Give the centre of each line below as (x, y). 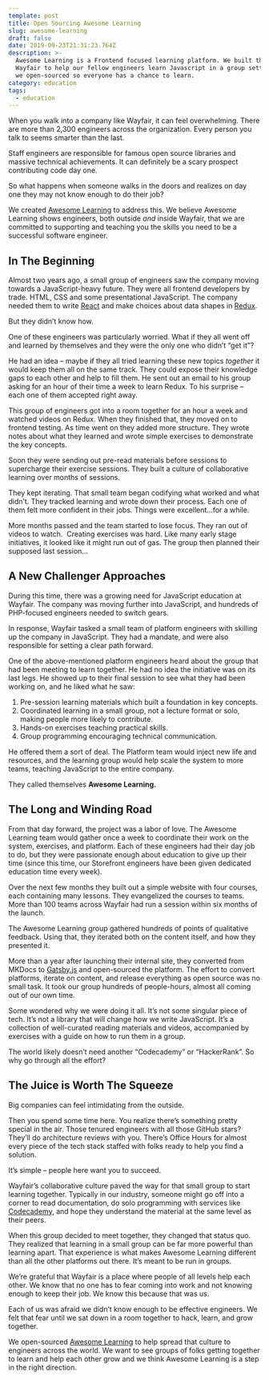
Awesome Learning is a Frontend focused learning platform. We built (134, 61)
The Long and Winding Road (80, 810)
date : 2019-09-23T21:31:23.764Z (62, 46)
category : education (43, 83)
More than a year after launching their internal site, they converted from (126, 961)
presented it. (29, 945)
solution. (23, 1154)
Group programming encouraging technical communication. (118, 736)
